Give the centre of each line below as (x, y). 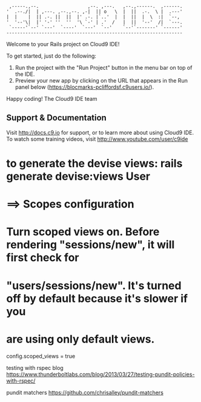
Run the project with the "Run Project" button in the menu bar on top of (104, 68)
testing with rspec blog (35, 367)
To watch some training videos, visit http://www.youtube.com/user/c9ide (97, 139)
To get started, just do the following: (51, 56)
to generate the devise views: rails (94, 163)
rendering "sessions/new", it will (91, 245)
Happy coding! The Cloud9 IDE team (52, 99)
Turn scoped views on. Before (83, 232)
